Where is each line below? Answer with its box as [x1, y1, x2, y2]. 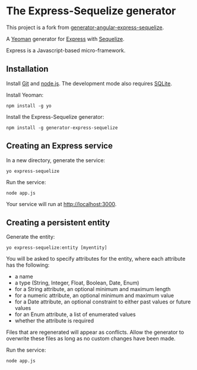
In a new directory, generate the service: [6, 156, 106, 164]
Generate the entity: [6, 233, 55, 241]
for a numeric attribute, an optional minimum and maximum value [14, 292, 174, 299]
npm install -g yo [6, 103, 52, 109]
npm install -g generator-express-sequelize [6, 125, 118, 131]
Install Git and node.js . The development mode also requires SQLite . [6, 80, 172, 87]
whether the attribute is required [14, 317, 94, 324]
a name [14, 273, 34, 280]
